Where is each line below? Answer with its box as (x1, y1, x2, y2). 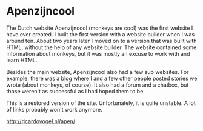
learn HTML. (6, 56, 38, 64)
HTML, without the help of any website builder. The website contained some (6, 44, 197, 51)
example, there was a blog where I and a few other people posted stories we (6, 75, 198, 82)
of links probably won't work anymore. (6, 106, 102, 113)
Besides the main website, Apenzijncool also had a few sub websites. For (6, 68, 189, 75)
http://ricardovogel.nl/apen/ (6, 117, 76, 125)
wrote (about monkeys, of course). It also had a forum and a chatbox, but (6, 81, 189, 89)
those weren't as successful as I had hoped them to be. (6, 87, 145, 95)
